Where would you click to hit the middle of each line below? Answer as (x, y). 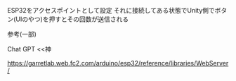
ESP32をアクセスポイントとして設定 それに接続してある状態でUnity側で (111, 10)
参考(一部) (22, 34)
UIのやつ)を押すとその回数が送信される (72, 19)
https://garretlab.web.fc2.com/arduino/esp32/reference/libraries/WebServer (118, 63)
